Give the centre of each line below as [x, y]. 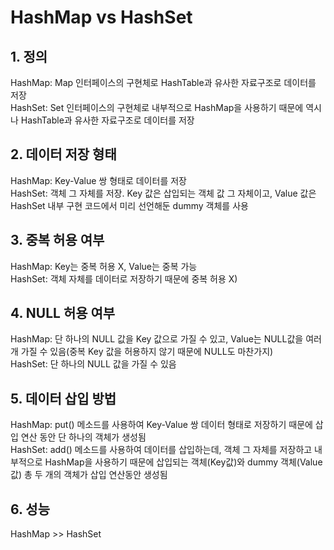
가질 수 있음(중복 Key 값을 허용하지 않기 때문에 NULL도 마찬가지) [147, 352]
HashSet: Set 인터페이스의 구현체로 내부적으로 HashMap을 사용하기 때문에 [157, 107]
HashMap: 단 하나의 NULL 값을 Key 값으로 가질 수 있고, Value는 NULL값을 [157, 339]
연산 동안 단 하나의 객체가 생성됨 [83, 437]
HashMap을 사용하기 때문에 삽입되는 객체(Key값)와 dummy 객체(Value [183, 462]
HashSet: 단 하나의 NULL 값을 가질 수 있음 [93, 364]
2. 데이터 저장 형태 [63, 154]
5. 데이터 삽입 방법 [63, 398]
